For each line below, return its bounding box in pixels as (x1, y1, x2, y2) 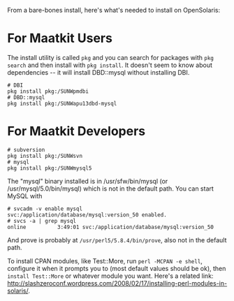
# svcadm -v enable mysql (7, 205, 82, 212)
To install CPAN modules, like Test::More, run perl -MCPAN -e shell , (7, 256, 203, 265)
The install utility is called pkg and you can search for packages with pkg (7, 53, 214, 61)
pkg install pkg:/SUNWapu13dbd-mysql (7, 100, 117, 107)
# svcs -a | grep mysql (7, 217, 77, 224)
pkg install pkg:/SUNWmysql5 (7, 164, 92, 172)
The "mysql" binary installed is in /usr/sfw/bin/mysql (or (7, 177, 168, 185)
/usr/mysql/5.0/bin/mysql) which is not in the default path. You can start (7, 184, 214, 193)
